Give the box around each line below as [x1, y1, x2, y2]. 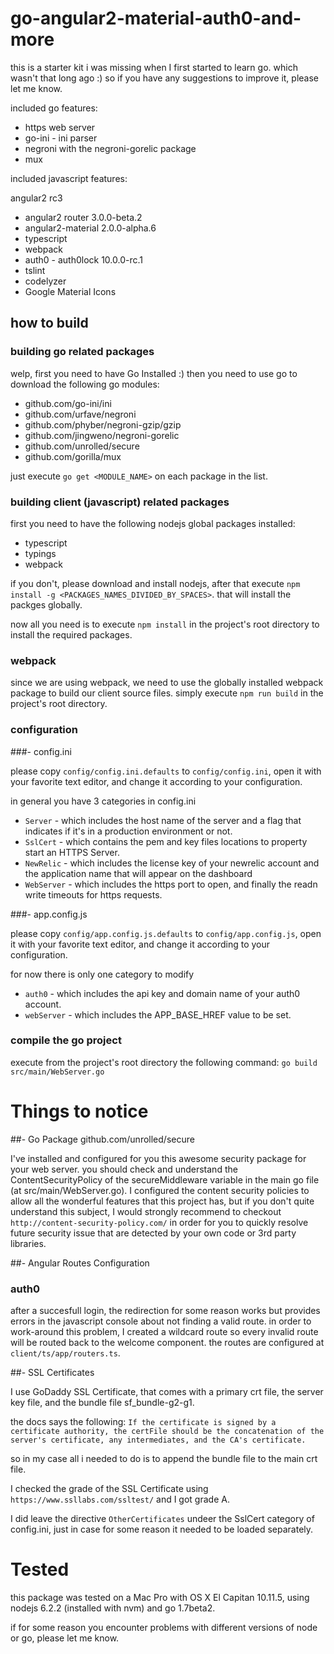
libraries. [10, 1237, 47, 1249]
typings [24, 547, 57, 559]
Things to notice [10, 1100, 149, 1122]
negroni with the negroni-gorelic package [24, 142, 197, 154]
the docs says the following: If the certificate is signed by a [10, 1416, 277, 1428]
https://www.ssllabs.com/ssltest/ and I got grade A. [10, 1493, 230, 1506]
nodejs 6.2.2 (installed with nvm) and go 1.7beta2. [10, 1602, 216, 1614]
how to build [10, 315, 89, 332]
